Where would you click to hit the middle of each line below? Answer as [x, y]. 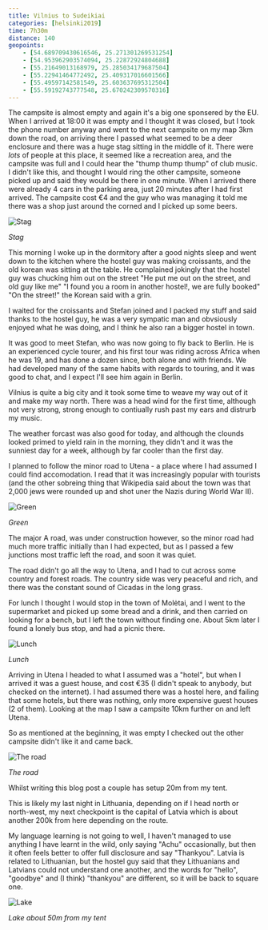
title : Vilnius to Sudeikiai [57, 16]
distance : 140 [32, 38]
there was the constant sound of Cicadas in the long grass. [106, 588]
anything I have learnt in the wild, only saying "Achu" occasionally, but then [132, 844]
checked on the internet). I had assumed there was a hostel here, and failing [134, 692]
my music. [25, 418]
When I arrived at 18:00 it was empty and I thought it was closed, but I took [132, 122]
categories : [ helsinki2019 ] [55, 23]
